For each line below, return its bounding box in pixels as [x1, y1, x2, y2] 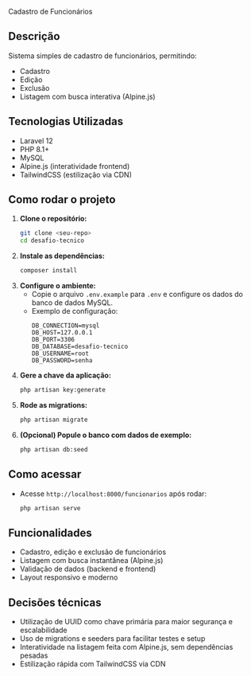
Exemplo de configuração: [31, 307, 118, 316]
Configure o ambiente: [19, 281, 96, 291]
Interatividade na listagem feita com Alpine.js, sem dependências [19, 643, 234, 651]
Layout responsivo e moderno [19, 572, 118, 582]
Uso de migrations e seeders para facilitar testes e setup [19, 634, 206, 643]
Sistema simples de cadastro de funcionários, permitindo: [8, 51, 197, 61]
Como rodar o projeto [8, 193, 116, 206]
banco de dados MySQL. [31, 298, 114, 307]
